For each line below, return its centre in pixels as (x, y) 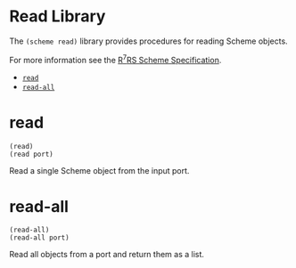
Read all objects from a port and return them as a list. (107, 255)
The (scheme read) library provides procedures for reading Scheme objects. (148, 41)
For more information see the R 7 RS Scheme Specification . (115, 59)
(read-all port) (39, 238)
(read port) (31, 154)
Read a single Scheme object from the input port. (99, 170)
